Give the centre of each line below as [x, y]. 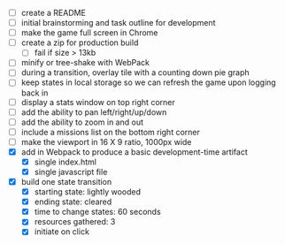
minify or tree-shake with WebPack [85, 63]
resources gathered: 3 [75, 222]
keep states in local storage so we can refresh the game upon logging [148, 82]
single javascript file [71, 172]
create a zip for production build [80, 42]
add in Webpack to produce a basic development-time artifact [135, 152]
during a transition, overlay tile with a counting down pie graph [135, 72]
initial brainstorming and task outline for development [118, 23]
